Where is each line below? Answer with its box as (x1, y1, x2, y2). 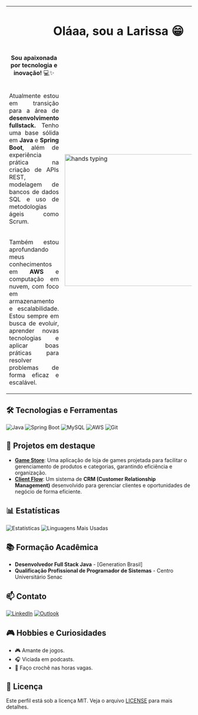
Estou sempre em (9, 312, 59, 320)
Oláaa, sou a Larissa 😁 (52, 23, 184, 38)
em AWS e (9, 268, 59, 276)
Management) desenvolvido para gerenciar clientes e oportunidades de (14, 482, 190, 489)
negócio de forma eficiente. (14, 487, 82, 495)
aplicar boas (9, 342, 59, 350)
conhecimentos (9, 260, 52, 268)
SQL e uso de (9, 195, 59, 203)
